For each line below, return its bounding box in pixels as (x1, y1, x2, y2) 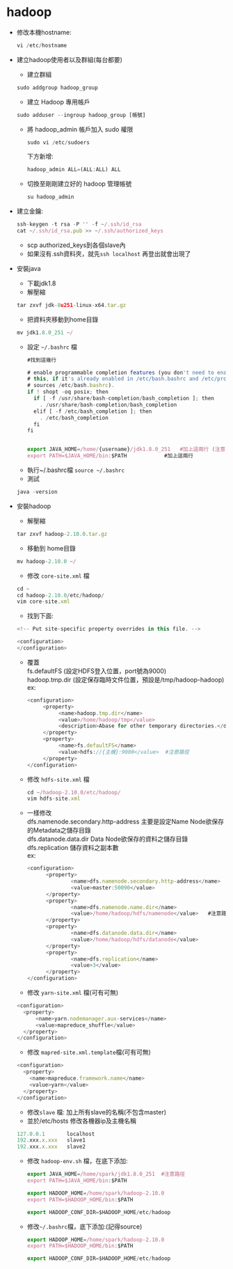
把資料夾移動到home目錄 (26, 315, 99, 324)
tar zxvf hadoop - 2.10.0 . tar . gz (16, 530, 108, 537)
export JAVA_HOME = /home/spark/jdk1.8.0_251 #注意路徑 (26, 1171, 186, 1178)
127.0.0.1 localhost (16, 1130, 95, 1137)
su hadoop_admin (26, 194, 74, 200)
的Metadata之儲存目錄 (26, 826, 91, 835)
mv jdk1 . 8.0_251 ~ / (16, 329, 74, 336)
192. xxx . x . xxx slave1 (16, 1137, 86, 1144)
